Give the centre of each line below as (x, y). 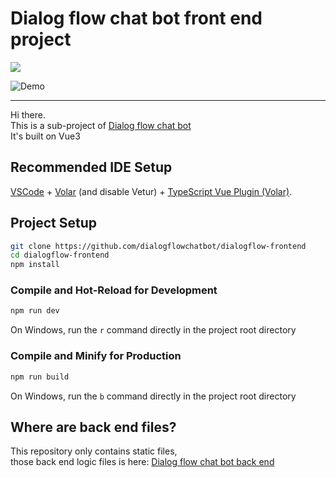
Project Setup (54, 223)
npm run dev (35, 311)
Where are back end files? (93, 427)
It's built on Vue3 (45, 136)
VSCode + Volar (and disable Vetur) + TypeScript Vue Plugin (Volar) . (151, 191)
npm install (35, 265)
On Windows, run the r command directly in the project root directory (153, 330)
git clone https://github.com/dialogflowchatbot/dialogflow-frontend (158, 246)
